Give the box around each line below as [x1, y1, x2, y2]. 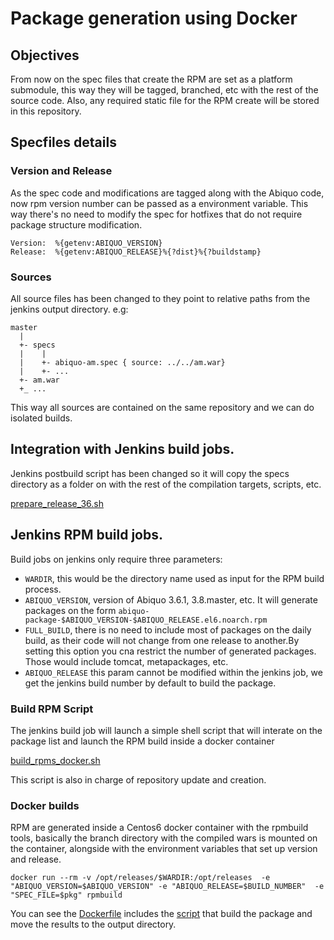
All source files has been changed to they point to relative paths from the [10, 292, 311, 304]
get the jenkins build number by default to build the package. [24, 677, 277, 689]
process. [24, 583, 62, 595]
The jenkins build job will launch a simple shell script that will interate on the [10, 724, 323, 736]
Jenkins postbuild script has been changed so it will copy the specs [10, 467, 290, 479]
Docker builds [10, 798, 80, 812]
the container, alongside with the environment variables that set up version [10, 843, 318, 855]
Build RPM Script [10, 702, 94, 716]
